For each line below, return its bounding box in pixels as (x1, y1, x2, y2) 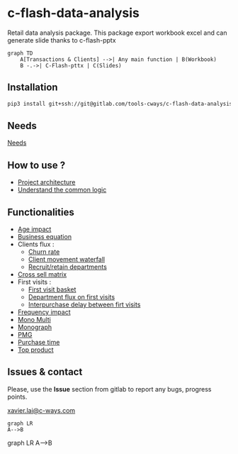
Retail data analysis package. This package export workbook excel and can (7, 28, 227, 37)
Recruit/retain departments (28, 262, 108, 271)
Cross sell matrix (17, 270, 67, 279)
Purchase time (17, 338, 60, 347)
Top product (17, 345, 55, 354)
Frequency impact (17, 308, 71, 316)
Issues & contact (7, 366, 83, 378)
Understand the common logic (17, 186, 107, 194)
